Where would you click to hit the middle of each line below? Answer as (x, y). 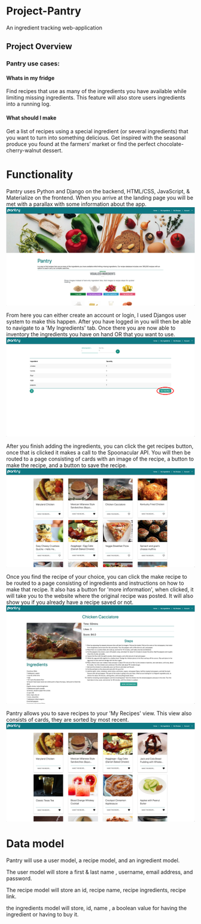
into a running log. (28, 104)
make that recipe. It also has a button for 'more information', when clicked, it (100, 589)
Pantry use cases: (33, 64)
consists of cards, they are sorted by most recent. (68, 720)
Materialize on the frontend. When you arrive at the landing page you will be (100, 198)
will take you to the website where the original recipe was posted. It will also (100, 596)
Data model (35, 844)
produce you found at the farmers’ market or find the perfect (81, 144)
